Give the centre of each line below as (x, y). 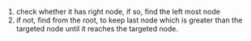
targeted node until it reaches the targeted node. (97, 29)
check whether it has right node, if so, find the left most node (118, 12)
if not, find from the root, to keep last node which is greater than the (129, 20)
